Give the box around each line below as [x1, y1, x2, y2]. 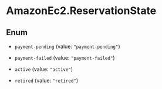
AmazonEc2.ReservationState [6, 4, 157, 18]
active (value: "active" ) [14, 66, 73, 73]
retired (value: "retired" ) [14, 77, 78, 84]
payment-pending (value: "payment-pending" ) [14, 43, 120, 50]
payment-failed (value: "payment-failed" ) [14, 54, 116, 61]
